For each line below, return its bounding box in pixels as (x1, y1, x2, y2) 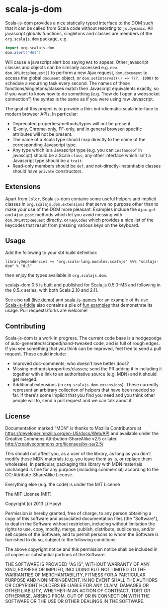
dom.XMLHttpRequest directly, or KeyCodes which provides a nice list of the (5, 217, 154, 223)
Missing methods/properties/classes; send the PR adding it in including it (12, 366, 162, 372)
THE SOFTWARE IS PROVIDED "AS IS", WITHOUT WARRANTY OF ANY (5, 561, 150, 567)
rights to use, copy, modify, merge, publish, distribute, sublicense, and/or (5, 526, 155, 532)
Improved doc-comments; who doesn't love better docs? (12, 360, 129, 366)
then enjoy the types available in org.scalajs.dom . (5, 272, 107, 278)
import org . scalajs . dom (5, 45, 55, 50)
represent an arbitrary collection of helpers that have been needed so (12, 387, 155, 393)
